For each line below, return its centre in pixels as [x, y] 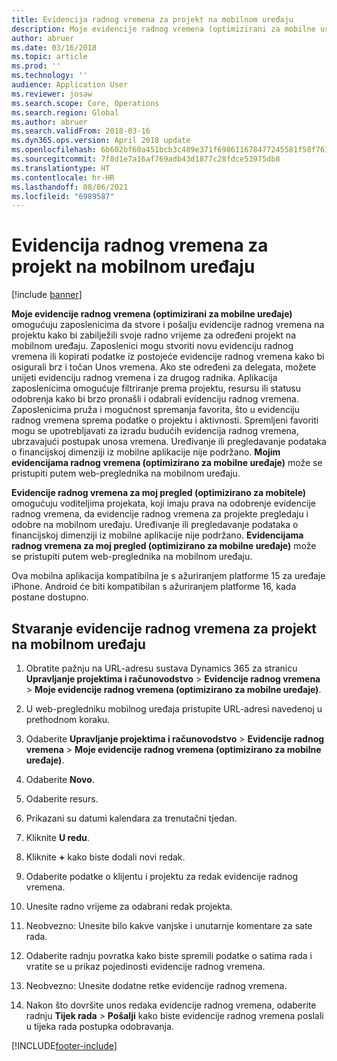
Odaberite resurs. [62, 799]
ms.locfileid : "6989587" [63, 196]
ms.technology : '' [49, 76]
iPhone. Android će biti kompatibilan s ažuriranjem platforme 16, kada [154, 587]
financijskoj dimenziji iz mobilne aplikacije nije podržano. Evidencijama [157, 535]
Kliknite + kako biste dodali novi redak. [105, 857]
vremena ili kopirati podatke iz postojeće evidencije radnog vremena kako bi [168, 357]
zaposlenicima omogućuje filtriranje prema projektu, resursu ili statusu [156, 388]
